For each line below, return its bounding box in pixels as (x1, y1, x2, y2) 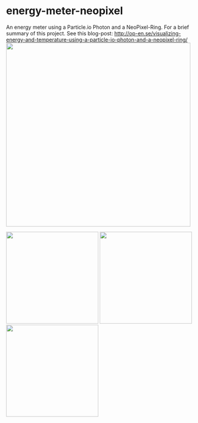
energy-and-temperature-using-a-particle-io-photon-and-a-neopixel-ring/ (6, 36, 188, 43)
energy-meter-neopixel (6, 4, 123, 18)
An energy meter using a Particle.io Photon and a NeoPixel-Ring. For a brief (6, 24, 190, 31)
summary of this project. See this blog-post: (6, 29, 113, 36)
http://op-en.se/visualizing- (114, 29, 181, 36)
